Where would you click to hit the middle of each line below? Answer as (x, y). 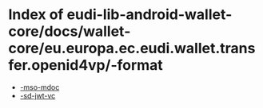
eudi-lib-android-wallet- (149, 15)
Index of (36, 15)
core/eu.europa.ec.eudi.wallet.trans (132, 48)
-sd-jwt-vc (38, 95)
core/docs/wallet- (70, 31)
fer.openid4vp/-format (86, 66)
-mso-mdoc (40, 87)
